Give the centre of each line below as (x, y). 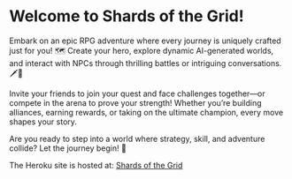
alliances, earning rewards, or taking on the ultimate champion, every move (146, 112)
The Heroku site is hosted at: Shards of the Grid (96, 165)
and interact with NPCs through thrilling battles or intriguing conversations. (146, 63)
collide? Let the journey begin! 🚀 (68, 148)
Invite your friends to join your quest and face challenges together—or (137, 93)
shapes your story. (43, 122)
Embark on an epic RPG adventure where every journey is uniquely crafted (145, 41)
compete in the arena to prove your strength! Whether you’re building (136, 102)
